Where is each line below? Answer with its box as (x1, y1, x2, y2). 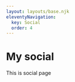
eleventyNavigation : (6, 14, 57, 20)
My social (6, 50, 54, 63)
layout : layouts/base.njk (6, 8, 69, 15)
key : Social (11, 19, 41, 25)
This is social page (6, 70, 52, 77)
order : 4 (11, 25, 33, 31)
